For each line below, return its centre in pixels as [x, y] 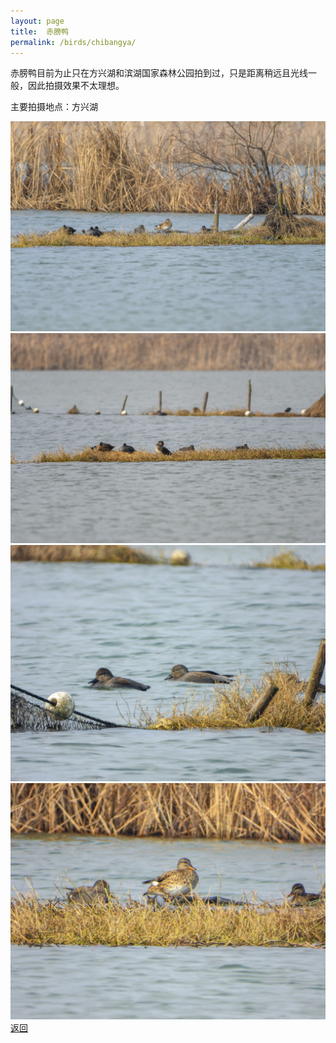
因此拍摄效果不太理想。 [76, 86]
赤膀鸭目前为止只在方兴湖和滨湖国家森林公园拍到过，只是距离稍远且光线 [159, 73]
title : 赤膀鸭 [39, 31]
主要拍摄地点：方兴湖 [54, 107]
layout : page [37, 21]
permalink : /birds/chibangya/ [73, 42]
